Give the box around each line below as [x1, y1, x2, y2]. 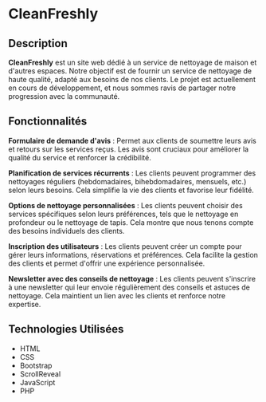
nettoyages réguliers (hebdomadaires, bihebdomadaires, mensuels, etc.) [8, 176, 247, 186]
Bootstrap [19, 361, 53, 370]
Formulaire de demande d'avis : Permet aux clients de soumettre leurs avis [8, 136, 256, 145]
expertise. [8, 299, 41, 309]
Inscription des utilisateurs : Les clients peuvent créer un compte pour [8, 241, 242, 251]
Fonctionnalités [8, 115, 88, 128]
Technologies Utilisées [8, 322, 124, 336]
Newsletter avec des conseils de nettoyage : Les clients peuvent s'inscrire [8, 274, 256, 283]
